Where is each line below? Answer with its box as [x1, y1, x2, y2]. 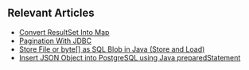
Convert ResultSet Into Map [18, 27, 110, 37]
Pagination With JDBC [18, 36, 92, 45]
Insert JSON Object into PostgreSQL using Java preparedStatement [18, 52, 241, 62]
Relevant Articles [7, 6, 95, 20]
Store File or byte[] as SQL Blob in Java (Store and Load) [18, 44, 205, 54]
